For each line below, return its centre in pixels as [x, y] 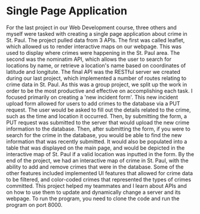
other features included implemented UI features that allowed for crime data [99, 173]
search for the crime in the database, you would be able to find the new [94, 135]
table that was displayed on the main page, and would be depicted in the [96, 148]
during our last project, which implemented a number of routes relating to [96, 78]
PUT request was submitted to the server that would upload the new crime [98, 122]
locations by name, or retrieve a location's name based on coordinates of [96, 65]
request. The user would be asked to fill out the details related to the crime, [99, 110]
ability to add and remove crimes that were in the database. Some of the [95, 167]
